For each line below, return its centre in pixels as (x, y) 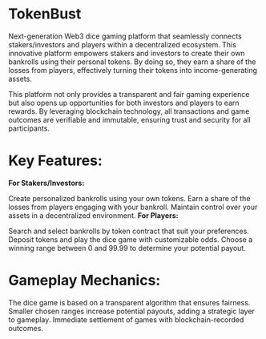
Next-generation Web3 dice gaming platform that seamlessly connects (125, 36)
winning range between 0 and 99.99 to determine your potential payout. (127, 248)
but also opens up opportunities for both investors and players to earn (124, 103)
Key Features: (55, 161)
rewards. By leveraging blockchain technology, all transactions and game (129, 111)
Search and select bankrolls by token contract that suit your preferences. (129, 231)
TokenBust (45, 14)
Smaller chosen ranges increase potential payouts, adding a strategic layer (131, 311)
